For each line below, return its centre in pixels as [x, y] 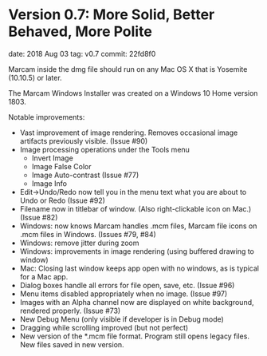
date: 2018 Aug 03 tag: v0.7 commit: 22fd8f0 [82, 53]
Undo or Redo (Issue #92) [63, 200]
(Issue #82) [39, 217]
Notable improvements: [47, 117]
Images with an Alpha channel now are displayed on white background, [137, 302]
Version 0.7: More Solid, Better [112, 15]
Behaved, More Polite [80, 32]
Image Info [49, 183]
